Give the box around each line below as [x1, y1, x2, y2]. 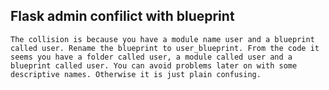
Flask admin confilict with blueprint [10, 8, 235, 25]
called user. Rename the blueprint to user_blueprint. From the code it [10, 43, 320, 53]
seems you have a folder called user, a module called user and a [10, 52, 293, 62]
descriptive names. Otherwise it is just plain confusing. [10, 69, 262, 79]
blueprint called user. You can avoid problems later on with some [10, 60, 298, 71]
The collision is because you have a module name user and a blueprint [10, 34, 315, 44]
